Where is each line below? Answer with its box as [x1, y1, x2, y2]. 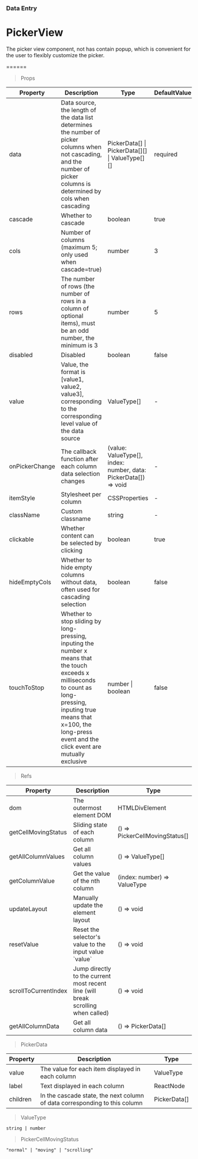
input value [72, 947, 104, 955]
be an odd [61, 326, 90, 335]
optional [61, 312, 84, 320]
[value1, [61, 375, 84, 383]
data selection [61, 469, 100, 477]
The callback [61, 447, 97, 456]
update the [72, 901, 103, 909]
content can [61, 531, 94, 539]
